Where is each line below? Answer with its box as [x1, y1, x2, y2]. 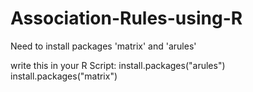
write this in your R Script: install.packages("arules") [10, 59, 226, 71]
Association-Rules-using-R [10, 7, 243, 30]
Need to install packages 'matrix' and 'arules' [10, 40, 197, 52]
